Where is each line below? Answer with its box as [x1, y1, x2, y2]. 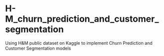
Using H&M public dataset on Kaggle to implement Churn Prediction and [5, 40, 153, 46]
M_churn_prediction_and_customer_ [5, 13, 159, 25]
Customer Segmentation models [5, 45, 71, 51]
